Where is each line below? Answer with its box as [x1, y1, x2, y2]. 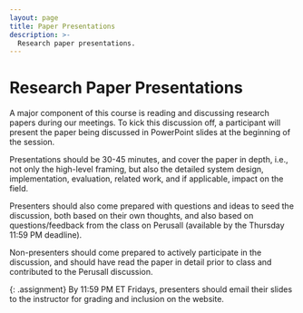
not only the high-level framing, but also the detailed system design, [9, 164, 265, 175]
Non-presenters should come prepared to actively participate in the [9, 247, 262, 259]
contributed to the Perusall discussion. [9, 267, 153, 278]
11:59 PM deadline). [9, 230, 83, 240]
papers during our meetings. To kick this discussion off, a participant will [9, 117, 281, 128]
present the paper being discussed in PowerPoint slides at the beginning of [9, 127, 291, 138]
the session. [9, 137, 55, 148]
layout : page [9, 13, 59, 23]
